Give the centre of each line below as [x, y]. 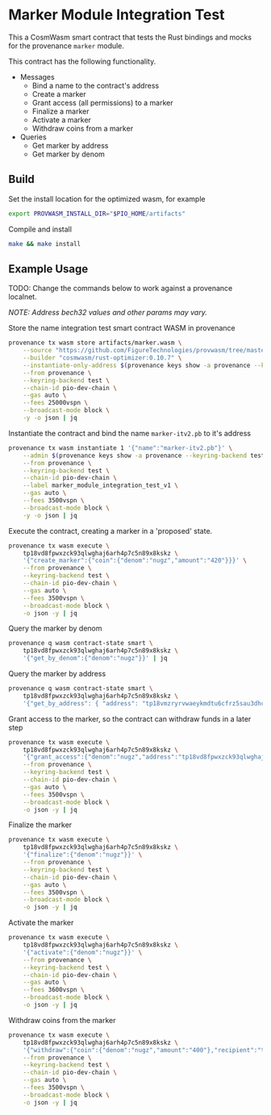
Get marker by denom [68, 154]
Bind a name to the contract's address [96, 85]
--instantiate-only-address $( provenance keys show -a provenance [137, 365]
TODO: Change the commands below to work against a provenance [121, 289]
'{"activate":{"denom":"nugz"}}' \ [83, 952]
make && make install [45, 243]
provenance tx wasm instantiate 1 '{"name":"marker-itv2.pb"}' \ [120, 448]
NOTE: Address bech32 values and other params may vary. [108, 313]
